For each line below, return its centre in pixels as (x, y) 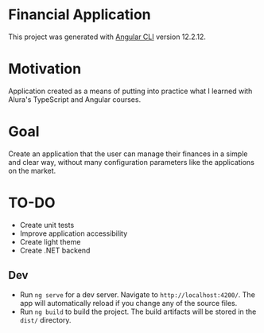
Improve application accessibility (74, 233)
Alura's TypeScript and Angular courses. (75, 99)
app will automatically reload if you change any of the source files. (128, 303)
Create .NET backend (55, 250)
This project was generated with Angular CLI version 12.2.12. (107, 37)
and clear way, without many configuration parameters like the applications (131, 162)
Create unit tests (47, 225)
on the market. (32, 170)
